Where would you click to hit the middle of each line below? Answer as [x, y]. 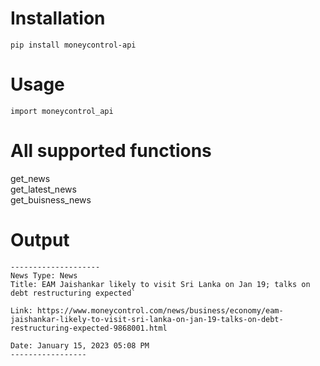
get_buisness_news [51, 199]
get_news [30, 178]
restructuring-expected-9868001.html [89, 328]
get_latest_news [43, 189]
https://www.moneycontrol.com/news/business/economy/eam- [160, 310]
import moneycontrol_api [62, 111]
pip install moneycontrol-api [73, 45]
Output [40, 240]
